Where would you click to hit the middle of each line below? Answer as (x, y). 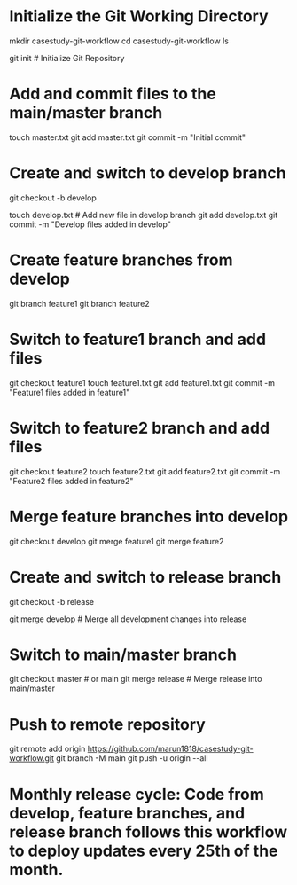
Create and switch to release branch (145, 577)
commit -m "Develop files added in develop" (90, 224)
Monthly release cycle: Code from (137, 794)
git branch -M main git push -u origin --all (132, 758)
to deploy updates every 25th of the (144, 851)
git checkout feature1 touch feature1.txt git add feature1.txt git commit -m (142, 382)
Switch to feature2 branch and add (140, 428)
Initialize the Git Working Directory (139, 16)
